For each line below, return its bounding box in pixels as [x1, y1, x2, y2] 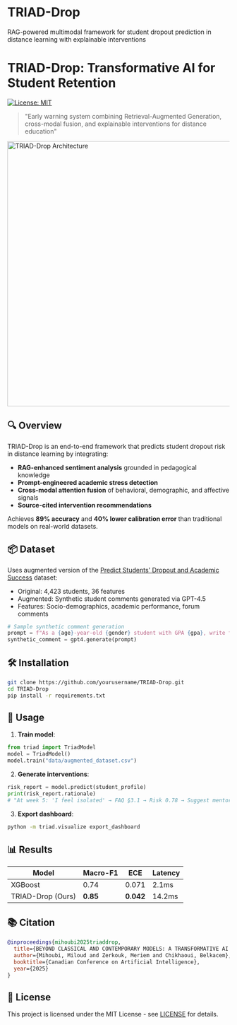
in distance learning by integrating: [7, 450, 109, 458]
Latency [152, 868, 181, 878]
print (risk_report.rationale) [7, 790, 97, 797]
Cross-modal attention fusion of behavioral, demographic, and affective [17, 486, 230, 494]
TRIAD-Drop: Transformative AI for [7, 60, 216, 76]
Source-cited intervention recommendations [17, 500, 152, 509]
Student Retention [7, 75, 116, 91]
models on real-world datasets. [7, 522, 99, 530]
